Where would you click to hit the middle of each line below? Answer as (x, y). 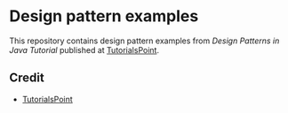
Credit (27, 78)
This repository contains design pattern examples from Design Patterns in (144, 41)
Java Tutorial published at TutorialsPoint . (84, 49)
